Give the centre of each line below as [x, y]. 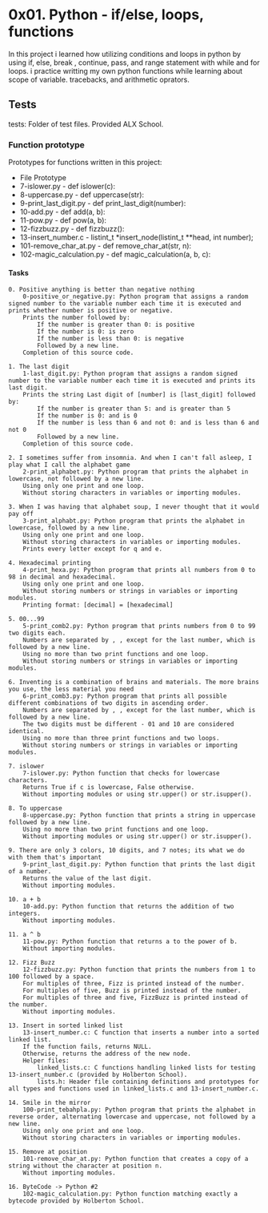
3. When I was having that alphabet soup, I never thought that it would [134, 507]
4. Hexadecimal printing [50, 563]
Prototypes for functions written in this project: [85, 163]
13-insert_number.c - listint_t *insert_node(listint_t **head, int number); [136, 237]
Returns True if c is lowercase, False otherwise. [109, 788]
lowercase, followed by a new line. [69, 528]
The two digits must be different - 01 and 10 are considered [128, 724]
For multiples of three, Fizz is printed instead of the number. [134, 984]
